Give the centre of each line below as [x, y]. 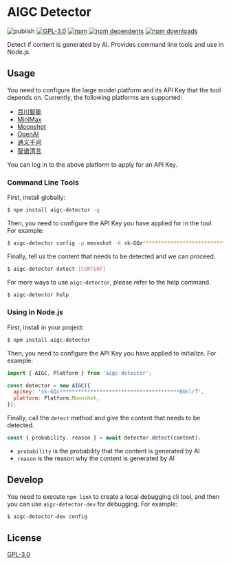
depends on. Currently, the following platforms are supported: [95, 97]
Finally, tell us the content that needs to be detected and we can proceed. [111, 256]
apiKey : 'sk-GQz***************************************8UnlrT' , [109, 392]
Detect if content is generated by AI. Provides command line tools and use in [115, 44]
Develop [25, 480]
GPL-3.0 [19, 555]
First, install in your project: [46, 327]
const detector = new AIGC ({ [49, 386]
